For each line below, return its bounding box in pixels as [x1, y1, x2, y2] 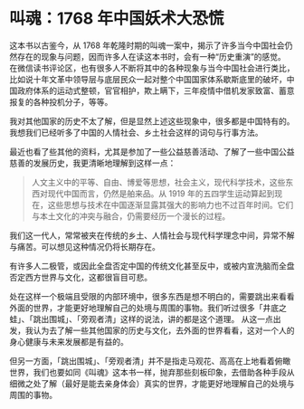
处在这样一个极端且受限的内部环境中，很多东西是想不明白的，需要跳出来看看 [9, 290, 295, 301]
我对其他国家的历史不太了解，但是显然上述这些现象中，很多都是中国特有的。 [9, 115, 295, 127]
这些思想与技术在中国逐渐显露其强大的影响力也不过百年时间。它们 [47, 199, 294, 210]
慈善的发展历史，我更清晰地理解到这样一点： [9, 157, 176, 168]
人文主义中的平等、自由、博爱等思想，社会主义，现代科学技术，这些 [31, 176, 286, 187]
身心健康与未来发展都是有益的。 [9, 336, 128, 347]
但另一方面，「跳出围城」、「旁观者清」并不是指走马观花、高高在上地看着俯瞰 [9, 355, 291, 366]
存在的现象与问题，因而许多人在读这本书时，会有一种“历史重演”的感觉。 [16, 51, 287, 62]
